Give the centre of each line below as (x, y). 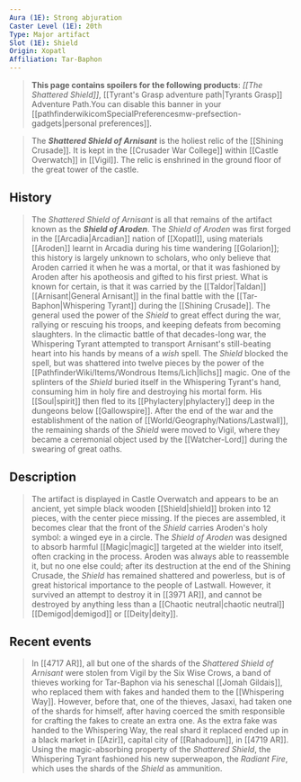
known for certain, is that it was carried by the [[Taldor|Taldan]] (149, 286)
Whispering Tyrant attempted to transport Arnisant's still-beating (151, 344)
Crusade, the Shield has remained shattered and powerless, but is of (158, 575)
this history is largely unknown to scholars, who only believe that (151, 257)
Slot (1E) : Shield (44, 43)
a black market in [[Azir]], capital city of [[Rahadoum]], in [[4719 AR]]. (160, 740)
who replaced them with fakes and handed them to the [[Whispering (158, 692)
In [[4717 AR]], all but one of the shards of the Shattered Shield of (152, 663)
